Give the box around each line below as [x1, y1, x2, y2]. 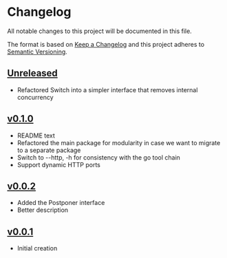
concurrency [17, 93, 54, 101]
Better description [17, 206, 69, 214]
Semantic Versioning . [7, 47, 67, 56]
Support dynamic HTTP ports [17, 160, 101, 169]
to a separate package [17, 146, 81, 154]
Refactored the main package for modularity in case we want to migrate [17, 138, 221, 147]
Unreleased [7, 67, 58, 79]
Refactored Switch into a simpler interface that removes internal [17, 85, 198, 94]
